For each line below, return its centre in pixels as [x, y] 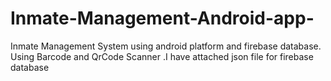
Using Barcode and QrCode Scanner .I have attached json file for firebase [162, 56]
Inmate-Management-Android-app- [162, 18]
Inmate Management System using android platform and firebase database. [166, 46]
